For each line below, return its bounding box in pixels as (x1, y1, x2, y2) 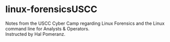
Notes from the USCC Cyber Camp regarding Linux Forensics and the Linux (5, 20, 165, 26)
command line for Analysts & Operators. (5, 25, 90, 31)
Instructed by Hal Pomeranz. (5, 31, 66, 37)
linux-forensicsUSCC (5, 4, 97, 15)
